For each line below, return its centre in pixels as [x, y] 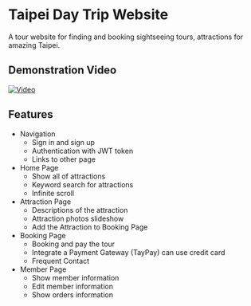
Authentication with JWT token [82, 151]
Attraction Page [45, 202]
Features [31, 114]
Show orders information [73, 294]
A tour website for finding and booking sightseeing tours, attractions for [126, 37]
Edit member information [73, 286]
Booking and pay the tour [73, 244]
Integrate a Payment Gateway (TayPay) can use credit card [128, 252]
